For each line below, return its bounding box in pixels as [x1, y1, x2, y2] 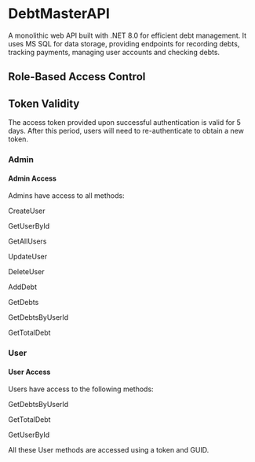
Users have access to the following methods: [8, 384, 155, 394]
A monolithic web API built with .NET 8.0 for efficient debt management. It [8, 31, 247, 40]
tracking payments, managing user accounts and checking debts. [8, 47, 220, 57]
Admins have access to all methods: [8, 191, 125, 200]
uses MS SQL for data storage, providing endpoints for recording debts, [8, 38, 240, 48]
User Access [8, 367, 51, 376]
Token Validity [8, 97, 80, 110]
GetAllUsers [8, 236, 47, 246]
